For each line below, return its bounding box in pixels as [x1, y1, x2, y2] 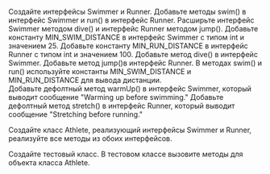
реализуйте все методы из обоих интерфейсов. [8, 134, 172, 143]
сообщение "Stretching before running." [8, 110, 143, 119]
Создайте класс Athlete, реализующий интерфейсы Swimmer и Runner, [8, 125, 252, 135]
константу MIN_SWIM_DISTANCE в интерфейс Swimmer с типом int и [8, 32, 244, 42]
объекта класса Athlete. [8, 158, 90, 168]
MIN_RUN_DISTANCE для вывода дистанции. [8, 76, 162, 85]
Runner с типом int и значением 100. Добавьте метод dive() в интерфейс [8, 50, 258, 59]
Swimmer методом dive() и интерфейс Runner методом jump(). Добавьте [8, 24, 259, 33]
